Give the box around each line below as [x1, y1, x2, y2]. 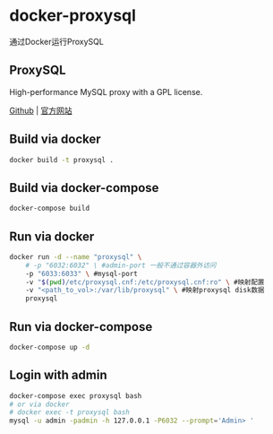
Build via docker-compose [9, 180, 159, 195]
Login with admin [9, 368, 107, 383]
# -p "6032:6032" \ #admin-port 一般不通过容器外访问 [25, 261, 217, 270]
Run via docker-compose [9, 319, 153, 334]
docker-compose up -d [9, 343, 90, 352]
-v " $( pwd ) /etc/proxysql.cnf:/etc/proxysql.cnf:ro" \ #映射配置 [25, 277, 265, 287]
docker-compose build [9, 204, 90, 213]
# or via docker [9, 400, 70, 409]
